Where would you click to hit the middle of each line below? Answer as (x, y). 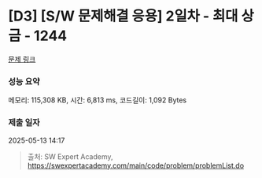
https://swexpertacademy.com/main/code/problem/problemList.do (136, 165)
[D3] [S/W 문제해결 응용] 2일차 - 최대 (123, 16)
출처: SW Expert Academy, (70, 156)
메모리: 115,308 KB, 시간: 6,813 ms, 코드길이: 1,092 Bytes (98, 100)
